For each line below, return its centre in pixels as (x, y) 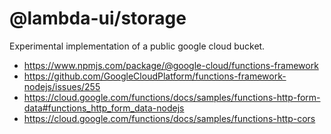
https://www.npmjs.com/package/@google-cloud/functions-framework (171, 65)
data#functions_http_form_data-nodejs (104, 108)
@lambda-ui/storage (98, 18)
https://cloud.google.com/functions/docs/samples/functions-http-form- (172, 97)
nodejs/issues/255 (62, 86)
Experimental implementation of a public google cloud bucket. (137, 46)
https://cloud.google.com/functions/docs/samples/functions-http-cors (169, 118)
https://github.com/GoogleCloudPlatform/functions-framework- (155, 76)
